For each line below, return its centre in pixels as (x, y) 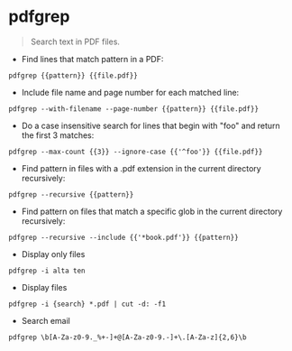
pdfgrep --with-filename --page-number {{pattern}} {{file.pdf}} (133, 109)
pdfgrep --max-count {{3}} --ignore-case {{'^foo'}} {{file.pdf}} (136, 152)
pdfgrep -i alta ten (47, 271)
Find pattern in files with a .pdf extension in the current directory (141, 168)
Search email (46, 320)
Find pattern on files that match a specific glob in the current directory (152, 211)
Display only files (53, 254)
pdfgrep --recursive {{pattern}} (71, 194)
